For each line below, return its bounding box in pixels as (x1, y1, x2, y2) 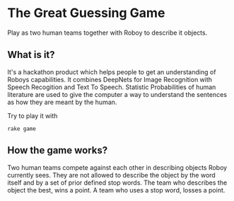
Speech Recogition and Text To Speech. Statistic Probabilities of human (7, 83, 216, 91)
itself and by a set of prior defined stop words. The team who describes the (7, 178, 228, 187)
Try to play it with (7, 111, 58, 120)
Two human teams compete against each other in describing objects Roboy (7, 163, 228, 171)
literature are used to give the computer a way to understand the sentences (7, 90, 228, 98)
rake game (7, 125, 37, 132)
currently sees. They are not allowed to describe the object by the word (7, 171, 216, 179)
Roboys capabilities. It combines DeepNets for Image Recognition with (7, 75, 213, 84)
